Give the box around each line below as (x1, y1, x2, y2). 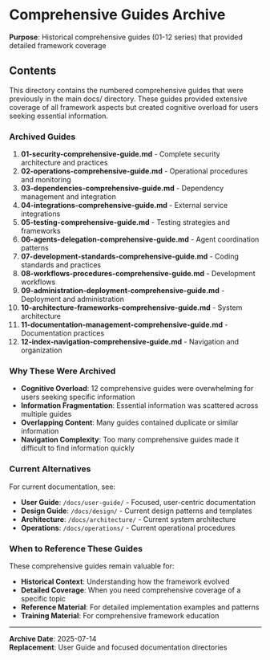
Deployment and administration (20, 295, 125, 304)
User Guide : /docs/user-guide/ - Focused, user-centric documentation (20, 497, 256, 507)
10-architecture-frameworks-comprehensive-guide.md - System (20, 303, 243, 312)
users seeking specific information (20, 392, 135, 402)
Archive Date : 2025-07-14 (9, 634, 97, 643)
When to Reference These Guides (9, 543, 143, 554)
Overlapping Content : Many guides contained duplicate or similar (20, 418, 239, 427)
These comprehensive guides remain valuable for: (9, 560, 175, 571)
